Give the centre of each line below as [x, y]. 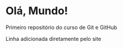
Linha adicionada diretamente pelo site [53, 39]
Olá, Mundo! [37, 11]
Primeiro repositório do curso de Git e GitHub [61, 27]
